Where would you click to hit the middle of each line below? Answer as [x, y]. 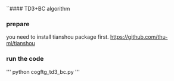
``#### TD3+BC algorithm [38, 9]
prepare [18, 24]
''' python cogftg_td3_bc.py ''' [43, 71]
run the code [25, 59]
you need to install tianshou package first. [58, 37]
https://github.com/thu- [139, 37]
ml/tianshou [21, 43]
